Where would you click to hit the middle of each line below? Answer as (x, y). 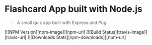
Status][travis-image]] (125, 32)
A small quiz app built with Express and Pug (62, 22)
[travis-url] (16, 37)
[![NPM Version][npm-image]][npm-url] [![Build (53, 32)
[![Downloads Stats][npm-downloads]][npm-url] (77, 37)
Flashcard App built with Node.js (74, 9)
